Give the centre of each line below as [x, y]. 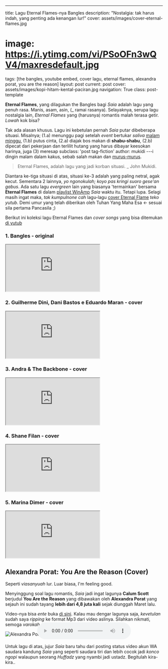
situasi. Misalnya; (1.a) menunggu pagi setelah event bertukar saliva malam [82, 135]
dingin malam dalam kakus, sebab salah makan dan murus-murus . [73, 156]
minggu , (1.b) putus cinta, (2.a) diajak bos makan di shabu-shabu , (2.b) [79, 140]
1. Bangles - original [29, 235]
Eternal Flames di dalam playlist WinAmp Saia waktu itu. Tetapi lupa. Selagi [83, 192]
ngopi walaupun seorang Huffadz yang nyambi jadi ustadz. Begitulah [76, 657]
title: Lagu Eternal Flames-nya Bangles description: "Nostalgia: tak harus [80, 13]
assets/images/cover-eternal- [132, 18]
